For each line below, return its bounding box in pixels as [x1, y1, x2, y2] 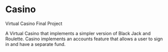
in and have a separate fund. [5, 41, 66, 47]
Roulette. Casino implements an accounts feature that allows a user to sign [5, 36, 163, 42]
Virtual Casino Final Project [5, 20, 62, 27]
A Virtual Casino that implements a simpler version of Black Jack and [5, 30, 151, 36]
